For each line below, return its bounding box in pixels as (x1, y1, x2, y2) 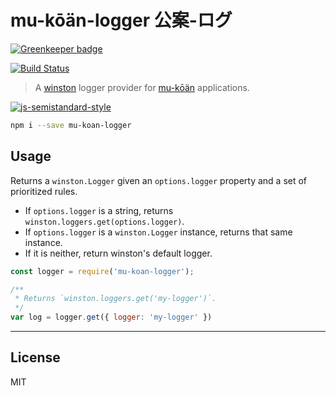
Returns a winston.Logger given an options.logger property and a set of (10, 174, 308, 186)
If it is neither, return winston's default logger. (24, 247, 213, 259)
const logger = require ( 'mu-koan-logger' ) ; (10, 266, 195, 276)
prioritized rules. (10, 185, 78, 197)
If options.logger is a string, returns (24, 204, 174, 216)
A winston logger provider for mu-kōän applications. (34, 81, 250, 93)
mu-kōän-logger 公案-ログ (10, 9, 233, 32)
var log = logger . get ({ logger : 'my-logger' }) (10, 312, 213, 323)
